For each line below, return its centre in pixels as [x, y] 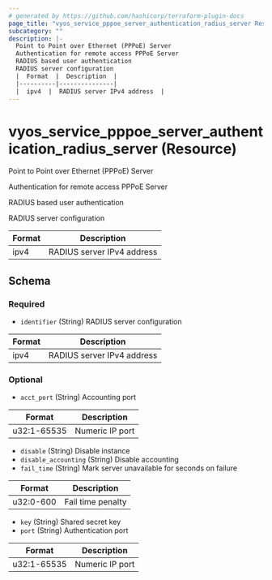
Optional [25, 380]
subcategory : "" [36, 31]
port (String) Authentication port [74, 531]
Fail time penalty [96, 502]
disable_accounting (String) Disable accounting [100, 460]
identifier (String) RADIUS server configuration [101, 322]
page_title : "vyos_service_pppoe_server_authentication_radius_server [130, 24]
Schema [30, 281]
